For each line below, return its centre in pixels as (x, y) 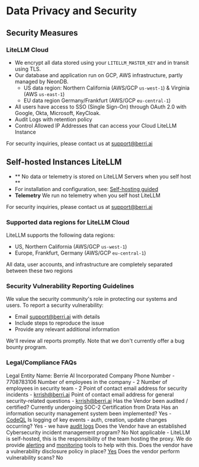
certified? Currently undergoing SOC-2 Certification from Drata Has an (92, 407)
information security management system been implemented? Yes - (89, 413)
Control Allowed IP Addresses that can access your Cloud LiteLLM (96, 125)
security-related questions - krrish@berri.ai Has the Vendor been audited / (97, 401)
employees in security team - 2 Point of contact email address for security (97, 388)
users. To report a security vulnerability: (55, 305)
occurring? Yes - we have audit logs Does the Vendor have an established (96, 426)
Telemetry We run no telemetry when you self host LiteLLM (88, 195)
